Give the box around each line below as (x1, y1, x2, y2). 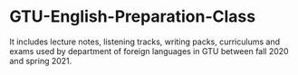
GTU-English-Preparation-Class (9, 6, 256, 27)
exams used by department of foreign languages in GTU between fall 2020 (9, 45, 289, 56)
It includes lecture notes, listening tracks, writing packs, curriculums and (9, 36, 281, 47)
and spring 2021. (9, 55, 72, 66)
